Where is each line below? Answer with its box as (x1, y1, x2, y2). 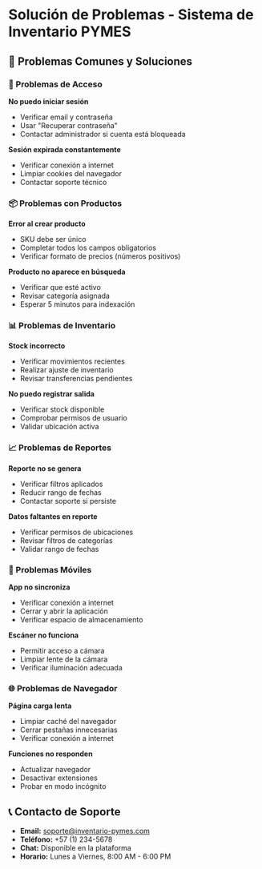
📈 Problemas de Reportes (8, 442, 112, 453)
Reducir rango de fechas (19, 487, 102, 497)
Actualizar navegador (19, 765, 91, 774)
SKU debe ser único (19, 235, 87, 244)
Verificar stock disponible (19, 404, 105, 414)
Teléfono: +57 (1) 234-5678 (19, 835, 113, 844)
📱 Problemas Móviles (8, 564, 92, 575)
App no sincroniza (8, 582, 71, 592)
